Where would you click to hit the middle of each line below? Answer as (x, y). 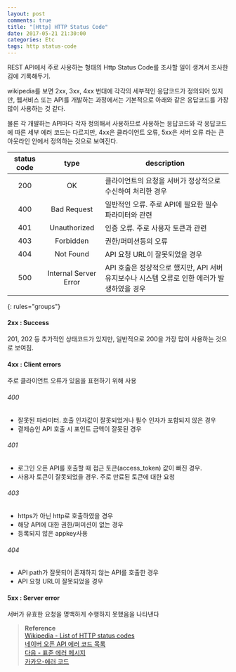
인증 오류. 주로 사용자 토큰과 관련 (156, 228)
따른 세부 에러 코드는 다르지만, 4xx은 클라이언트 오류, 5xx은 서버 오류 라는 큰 (119, 132)
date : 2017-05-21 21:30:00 (47, 33)
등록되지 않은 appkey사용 (52, 534)
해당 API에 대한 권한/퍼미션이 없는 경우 (71, 525)
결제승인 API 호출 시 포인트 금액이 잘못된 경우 (79, 428)
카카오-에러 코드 (47, 661)
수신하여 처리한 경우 (136, 191)
